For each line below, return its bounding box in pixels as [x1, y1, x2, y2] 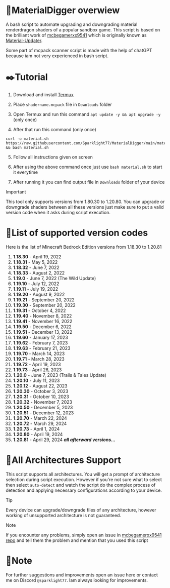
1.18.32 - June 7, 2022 [13, 264, 60, 270]
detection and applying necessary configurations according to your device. [6, 487, 162, 493]
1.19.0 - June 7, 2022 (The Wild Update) [13, 275, 96, 281]
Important [6, 188, 26, 194]
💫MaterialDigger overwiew [6, 5, 120, 16]
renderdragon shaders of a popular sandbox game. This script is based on [6, 26, 160, 32]
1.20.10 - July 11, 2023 [13, 377, 60, 383]
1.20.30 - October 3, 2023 [13, 388, 69, 394]
